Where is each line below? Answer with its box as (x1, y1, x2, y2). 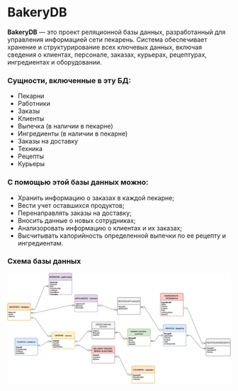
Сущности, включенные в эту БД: (7, 75, 131, 85)
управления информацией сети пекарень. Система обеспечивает (7, 35, 208, 43)
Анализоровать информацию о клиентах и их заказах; (17, 224, 183, 232)
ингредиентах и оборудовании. (7, 57, 103, 66)
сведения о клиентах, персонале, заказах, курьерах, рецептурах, (7, 50, 208, 59)
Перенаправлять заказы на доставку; (17, 209, 132, 217)
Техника (17, 145, 43, 153)
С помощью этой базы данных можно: (7, 177, 149, 187)
